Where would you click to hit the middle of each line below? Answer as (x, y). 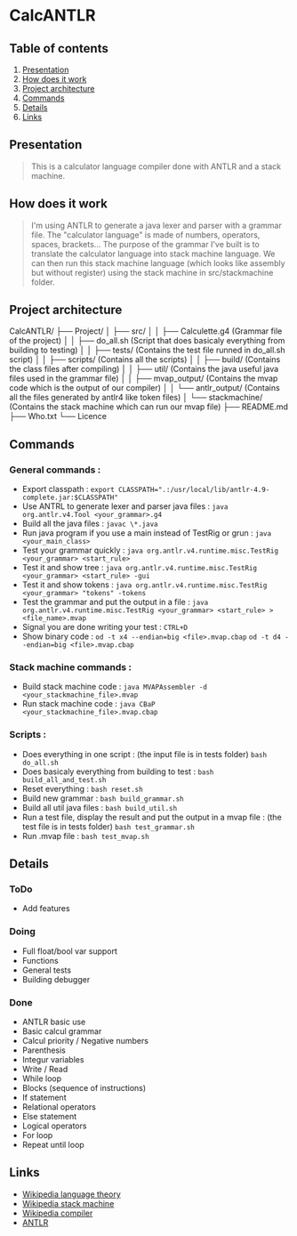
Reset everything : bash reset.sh (83, 788)
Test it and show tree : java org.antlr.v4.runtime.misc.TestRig (140, 568)
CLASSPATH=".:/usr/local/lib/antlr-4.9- (194, 490)
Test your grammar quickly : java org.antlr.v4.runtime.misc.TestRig (150, 550)
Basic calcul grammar (62, 1031)
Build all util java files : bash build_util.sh (100, 807)
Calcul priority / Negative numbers (85, 1041)
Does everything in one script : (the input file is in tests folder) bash (144, 754)
